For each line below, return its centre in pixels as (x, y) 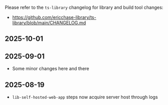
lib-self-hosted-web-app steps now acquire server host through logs (85, 97)
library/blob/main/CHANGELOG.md (49, 23)
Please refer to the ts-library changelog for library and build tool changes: (84, 7)
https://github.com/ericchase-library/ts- (54, 17)
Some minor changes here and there (51, 69)
